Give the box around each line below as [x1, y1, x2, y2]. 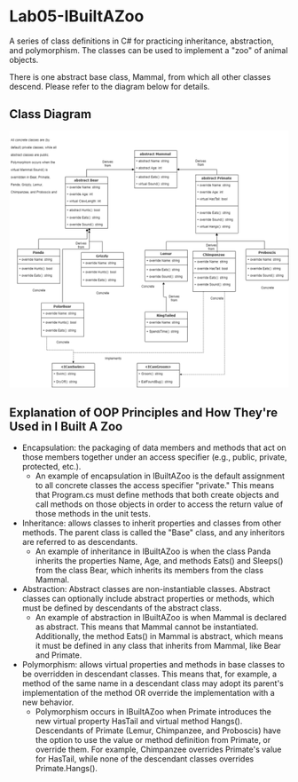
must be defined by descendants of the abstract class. [21, 603, 222, 613]
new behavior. [21, 697, 74, 707]
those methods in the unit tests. [35, 509, 151, 519]
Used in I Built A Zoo [9, 419, 123, 434]
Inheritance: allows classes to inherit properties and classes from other [21, 517, 282, 529]
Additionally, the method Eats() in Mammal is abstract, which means [35, 631, 284, 642]
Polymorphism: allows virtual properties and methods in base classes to [21, 660, 286, 670]
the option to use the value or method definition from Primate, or [35, 735, 271, 746]
